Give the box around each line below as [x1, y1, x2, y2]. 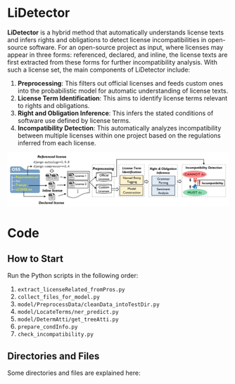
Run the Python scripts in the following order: [7, 272, 139, 280]
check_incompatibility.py [17, 331, 94, 338]
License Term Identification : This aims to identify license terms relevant [17, 93, 228, 102]
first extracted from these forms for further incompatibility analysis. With [7, 58, 218, 66]
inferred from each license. [17, 138, 96, 147]
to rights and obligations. [17, 101, 90, 110]
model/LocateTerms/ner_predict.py [17, 309, 119, 316]
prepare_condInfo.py [17, 324, 78, 331]
